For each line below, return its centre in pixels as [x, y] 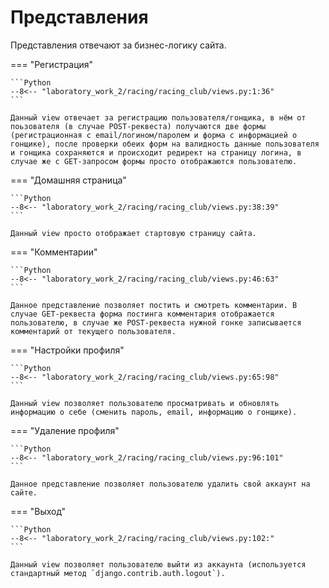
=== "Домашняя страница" [68, 180]
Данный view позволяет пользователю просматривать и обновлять [145, 403]
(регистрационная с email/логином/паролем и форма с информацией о [154, 135]
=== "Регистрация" [52, 64]
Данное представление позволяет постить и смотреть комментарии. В [154, 305]
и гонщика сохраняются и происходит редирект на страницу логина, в [156, 152]
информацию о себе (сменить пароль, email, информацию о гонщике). [154, 412]
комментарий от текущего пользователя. [93, 331]
